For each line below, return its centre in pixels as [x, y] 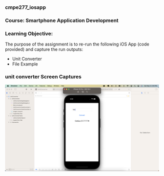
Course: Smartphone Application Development [62, 20]
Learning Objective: [29, 33]
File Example [25, 64]
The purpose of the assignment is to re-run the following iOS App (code [77, 44]
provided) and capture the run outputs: [44, 49]
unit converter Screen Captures [43, 77]
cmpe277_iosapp [26, 7]
